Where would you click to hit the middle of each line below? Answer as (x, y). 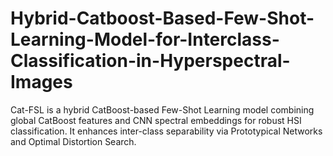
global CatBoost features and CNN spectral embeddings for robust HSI (156, 120)
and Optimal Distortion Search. (73, 141)
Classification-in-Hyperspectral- (150, 61)
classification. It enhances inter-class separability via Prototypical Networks (166, 131)
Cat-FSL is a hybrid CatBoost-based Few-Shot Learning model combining (162, 109)
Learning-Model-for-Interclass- (145, 39)
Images (41, 82)
